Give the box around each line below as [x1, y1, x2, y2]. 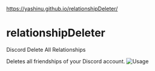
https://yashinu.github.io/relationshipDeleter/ [6, 5, 118, 12]
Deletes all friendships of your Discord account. [6, 57, 125, 65]
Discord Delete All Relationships [6, 46, 86, 53]
